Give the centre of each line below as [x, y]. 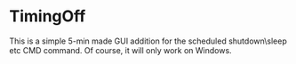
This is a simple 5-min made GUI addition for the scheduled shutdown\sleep [148, 41]
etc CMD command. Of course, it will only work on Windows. [121, 50]
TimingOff [48, 16]
